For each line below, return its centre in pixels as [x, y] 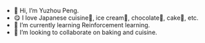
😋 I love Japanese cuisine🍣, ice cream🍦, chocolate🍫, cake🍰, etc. [106, 18]
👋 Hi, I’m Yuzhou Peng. [46, 11]
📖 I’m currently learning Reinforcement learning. [82, 25]
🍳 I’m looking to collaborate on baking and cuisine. [85, 32]
